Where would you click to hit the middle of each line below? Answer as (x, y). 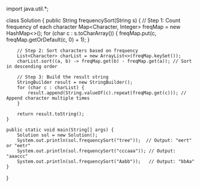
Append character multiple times (48, 98)
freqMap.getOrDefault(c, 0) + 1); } (48, 40)
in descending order (32, 66)
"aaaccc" (17, 156)
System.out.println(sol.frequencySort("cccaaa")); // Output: (96, 151)
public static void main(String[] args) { (60, 130)
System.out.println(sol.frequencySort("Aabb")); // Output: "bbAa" (106, 162)
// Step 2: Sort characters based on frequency (77, 51)
